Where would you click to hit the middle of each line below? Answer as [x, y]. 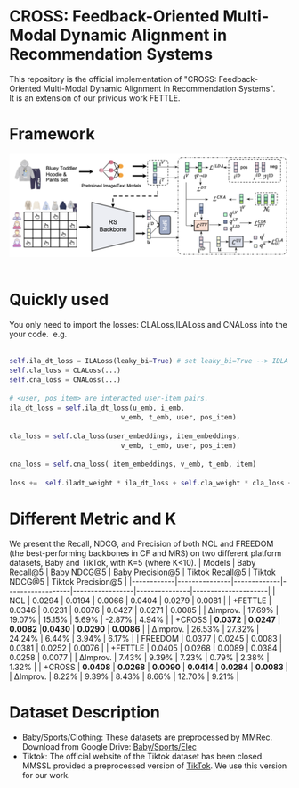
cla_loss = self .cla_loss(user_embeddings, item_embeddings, [125, 436]
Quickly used [59, 300]
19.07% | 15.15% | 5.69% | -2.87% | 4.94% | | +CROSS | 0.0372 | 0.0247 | [145, 619]
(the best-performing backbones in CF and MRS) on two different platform [145, 553]
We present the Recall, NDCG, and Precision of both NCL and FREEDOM [141, 543]
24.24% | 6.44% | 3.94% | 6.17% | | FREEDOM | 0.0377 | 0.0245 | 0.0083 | [146, 638]
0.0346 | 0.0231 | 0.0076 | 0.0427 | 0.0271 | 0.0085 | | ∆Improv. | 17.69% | [144, 610]
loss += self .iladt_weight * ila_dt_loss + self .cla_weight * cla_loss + [151, 484]
